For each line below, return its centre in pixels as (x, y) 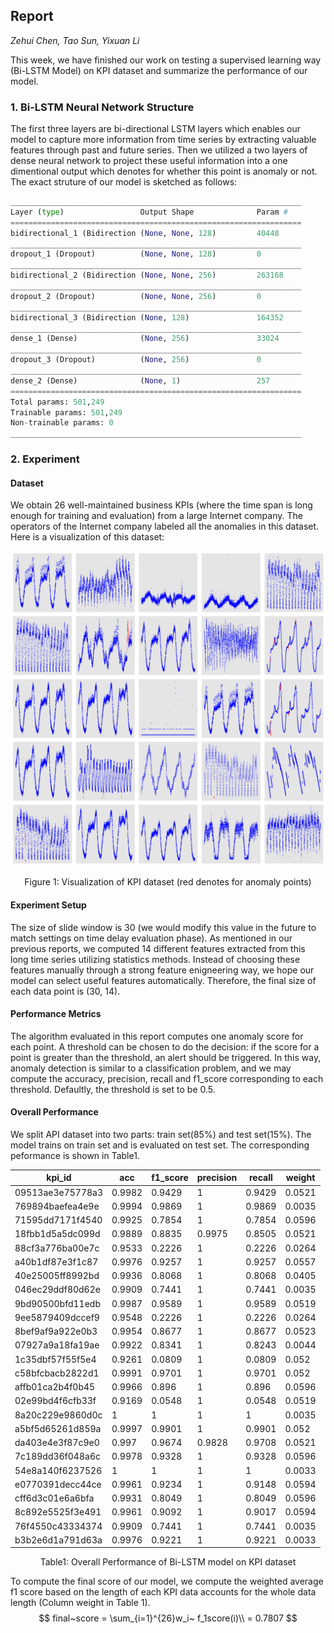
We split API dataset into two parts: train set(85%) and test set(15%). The (161, 1134)
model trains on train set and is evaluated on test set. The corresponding (160, 1145)
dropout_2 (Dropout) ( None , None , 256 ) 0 (136, 296)
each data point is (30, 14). (65, 991)
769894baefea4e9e (57, 1206)
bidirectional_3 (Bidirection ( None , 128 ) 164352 (147, 317)
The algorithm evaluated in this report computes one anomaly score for (157, 1036)
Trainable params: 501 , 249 (66, 412)
